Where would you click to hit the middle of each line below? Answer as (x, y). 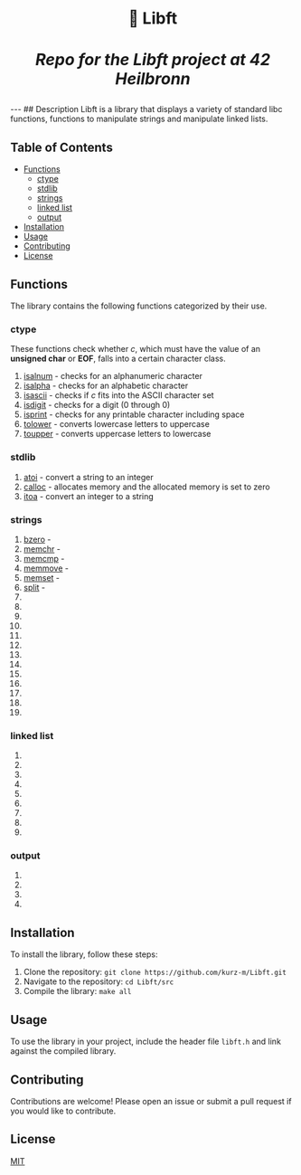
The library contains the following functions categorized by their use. (139, 306)
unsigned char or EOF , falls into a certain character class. (118, 359)
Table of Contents (62, 147)
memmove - (46, 568)
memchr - (42, 549)
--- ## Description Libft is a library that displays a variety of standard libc (146, 109)
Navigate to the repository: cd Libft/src (99, 981)
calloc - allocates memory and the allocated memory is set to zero (146, 487)
